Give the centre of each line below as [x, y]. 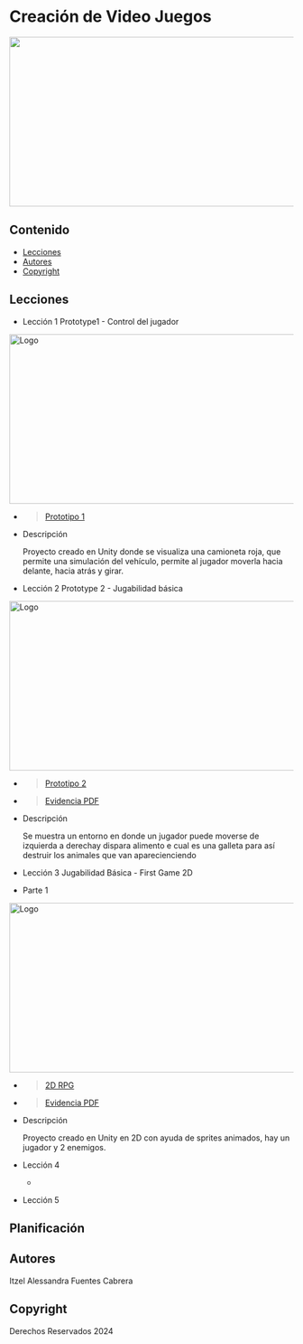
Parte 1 [35, 890]
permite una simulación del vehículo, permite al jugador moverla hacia [152, 561]
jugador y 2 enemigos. [64, 1147]
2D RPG [60, 1085]
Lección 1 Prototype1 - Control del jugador [101, 321]
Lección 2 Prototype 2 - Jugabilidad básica [102, 588]
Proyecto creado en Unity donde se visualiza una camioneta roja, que [151, 551]
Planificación [47, 1228]
